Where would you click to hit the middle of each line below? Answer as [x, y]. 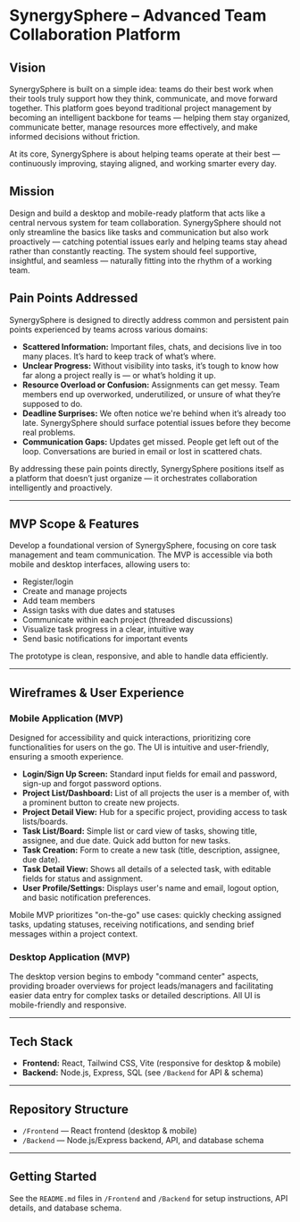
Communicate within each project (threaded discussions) [128, 620]
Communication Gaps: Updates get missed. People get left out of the [150, 441]
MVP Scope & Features [75, 524]
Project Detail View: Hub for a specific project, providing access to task [154, 812]
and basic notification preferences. [87, 898]
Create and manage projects [75, 591]
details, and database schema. [66, 1208]
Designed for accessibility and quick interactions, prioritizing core [130, 738]
